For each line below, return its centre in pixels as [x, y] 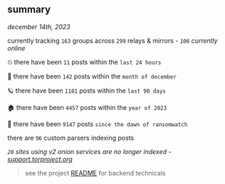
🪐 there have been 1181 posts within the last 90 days [87, 91]
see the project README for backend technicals [95, 173]
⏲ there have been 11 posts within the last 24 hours [84, 62]
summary [29, 10]
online [16, 48]
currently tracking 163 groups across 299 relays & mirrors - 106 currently [113, 41]
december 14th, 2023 [39, 26]
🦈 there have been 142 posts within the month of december [92, 76]
